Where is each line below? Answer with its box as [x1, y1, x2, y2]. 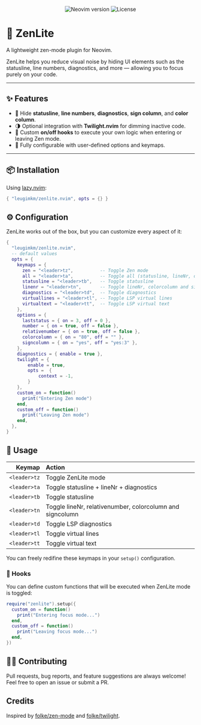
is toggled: [6, 589, 32, 596]
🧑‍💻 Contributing [6, 656, 68, 667]
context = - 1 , [38, 373, 74, 380]
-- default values [11, 251, 58, 257]
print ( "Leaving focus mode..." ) [17, 629, 98, 635]
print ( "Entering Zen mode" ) [22, 395, 93, 401]
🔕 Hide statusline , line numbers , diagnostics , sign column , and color [14, 110, 188, 117]
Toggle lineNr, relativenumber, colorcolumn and [45, 502, 179, 511]
